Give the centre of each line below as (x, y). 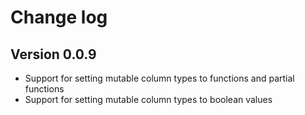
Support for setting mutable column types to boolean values (148, 99)
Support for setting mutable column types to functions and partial (159, 78)
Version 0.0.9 (53, 54)
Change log (59, 17)
